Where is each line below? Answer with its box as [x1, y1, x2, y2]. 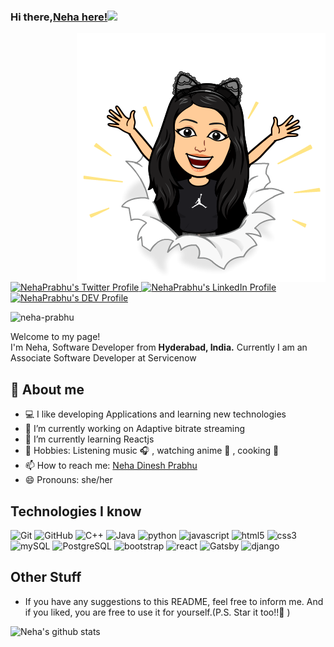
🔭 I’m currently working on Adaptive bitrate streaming [24, 423, 246, 435]
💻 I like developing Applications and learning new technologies [24, 408, 287, 420]
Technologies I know [10, 503, 142, 520]
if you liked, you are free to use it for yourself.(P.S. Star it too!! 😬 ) [24, 606, 291, 618]
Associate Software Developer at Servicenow [10, 352, 197, 364]
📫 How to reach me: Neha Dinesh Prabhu [24, 460, 198, 472]
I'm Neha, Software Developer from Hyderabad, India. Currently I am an [10, 341, 308, 354]
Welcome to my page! [10, 331, 101, 343]
